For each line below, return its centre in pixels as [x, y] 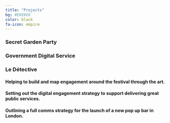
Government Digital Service [40, 56]
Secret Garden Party [31, 42]
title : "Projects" [25, 10]
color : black [19, 19]
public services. [23, 99]
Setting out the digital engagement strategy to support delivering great [82, 93]
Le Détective [21, 69]
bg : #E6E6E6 [18, 15]
